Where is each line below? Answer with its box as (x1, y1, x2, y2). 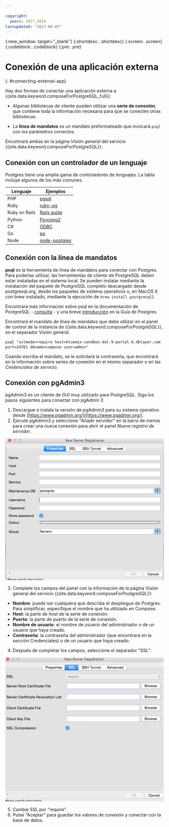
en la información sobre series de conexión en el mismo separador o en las (5, 359, 161, 365)
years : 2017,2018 (10, 19, 46, 24)
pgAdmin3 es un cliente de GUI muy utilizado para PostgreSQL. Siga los (5, 392, 154, 398)
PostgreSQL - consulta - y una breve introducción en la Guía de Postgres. (5, 308, 157, 314)
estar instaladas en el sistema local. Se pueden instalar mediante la (5, 277, 144, 284)
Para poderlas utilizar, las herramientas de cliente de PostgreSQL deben (5, 272, 154, 278)
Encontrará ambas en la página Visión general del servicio (5, 138, 126, 144)
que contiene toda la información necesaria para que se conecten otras (12, 108, 161, 114)
